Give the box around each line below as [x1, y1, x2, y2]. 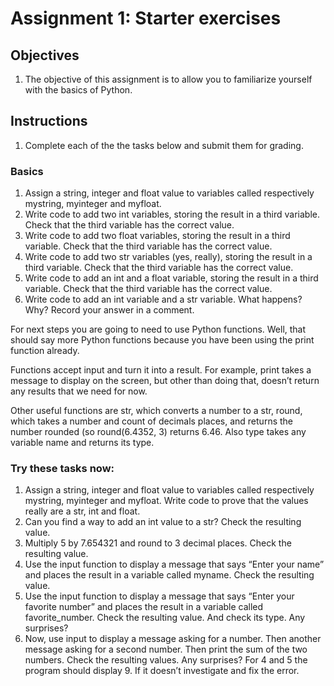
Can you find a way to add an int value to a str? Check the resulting [24, 516, 302, 528]
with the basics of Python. [24, 84, 133, 96]
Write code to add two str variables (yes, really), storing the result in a [24, 251, 313, 263]
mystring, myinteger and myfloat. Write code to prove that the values [24, 495, 309, 507]
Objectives [10, 47, 80, 64]
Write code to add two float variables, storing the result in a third [24, 230, 291, 242]
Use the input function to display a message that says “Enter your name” [24, 558, 325, 571]
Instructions [10, 113, 88, 130]
